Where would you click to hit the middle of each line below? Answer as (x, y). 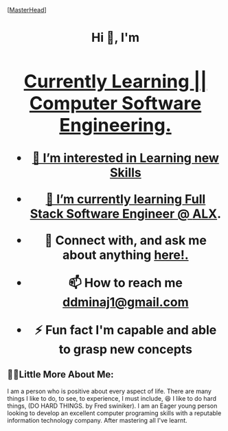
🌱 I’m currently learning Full (126, 199)
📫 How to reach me (126, 282)
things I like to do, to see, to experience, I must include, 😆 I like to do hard (112, 398)
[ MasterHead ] (27, 10)
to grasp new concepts (126, 349)
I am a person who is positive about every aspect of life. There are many (109, 391)
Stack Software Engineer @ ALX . (126, 214)
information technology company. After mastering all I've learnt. (97, 420)
